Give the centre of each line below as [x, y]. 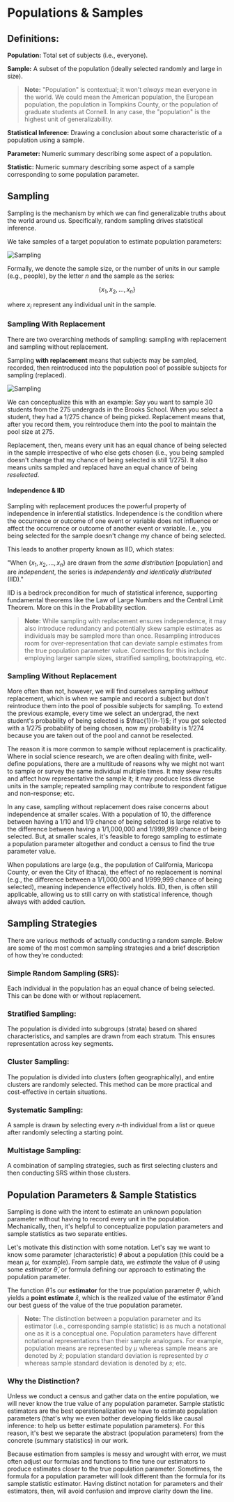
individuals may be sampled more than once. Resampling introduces [122, 636]
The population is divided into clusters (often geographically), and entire [111, 1077]
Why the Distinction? [44, 1382]
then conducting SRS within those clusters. [69, 1173]
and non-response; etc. [41, 793]
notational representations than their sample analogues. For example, [124, 1341]
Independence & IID [36, 491]
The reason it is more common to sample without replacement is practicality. [117, 749]
